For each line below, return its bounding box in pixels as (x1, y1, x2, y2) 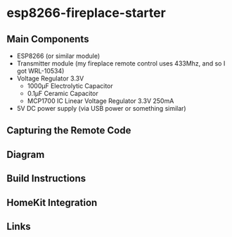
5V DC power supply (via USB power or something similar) (16, 104, 187, 112)
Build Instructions (6, 173, 86, 185)
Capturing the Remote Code (6, 125, 131, 137)
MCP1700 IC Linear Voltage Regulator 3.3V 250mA (27, 97, 174, 105)
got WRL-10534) (16, 67, 65, 75)
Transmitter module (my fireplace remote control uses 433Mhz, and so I (16, 59, 226, 68)
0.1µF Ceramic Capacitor (27, 90, 99, 97)
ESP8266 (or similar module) (16, 51, 101, 60)
